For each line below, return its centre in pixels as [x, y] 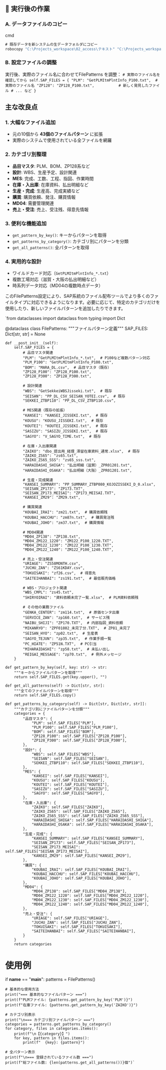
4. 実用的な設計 [23, 261]
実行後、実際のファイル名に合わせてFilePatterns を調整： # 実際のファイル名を [83, 74]
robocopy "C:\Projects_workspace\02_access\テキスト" [60, 49]
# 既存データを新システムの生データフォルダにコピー [51, 44]
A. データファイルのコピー [36, 24]
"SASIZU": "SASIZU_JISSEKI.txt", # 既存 [65, 431]
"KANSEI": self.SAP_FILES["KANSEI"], [70, 776]
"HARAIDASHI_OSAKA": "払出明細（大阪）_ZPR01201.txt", [78, 471]
